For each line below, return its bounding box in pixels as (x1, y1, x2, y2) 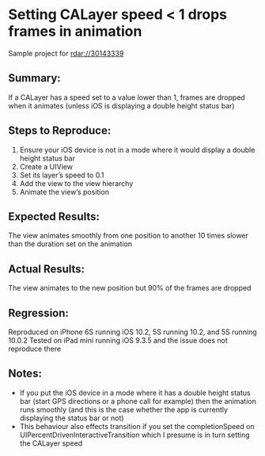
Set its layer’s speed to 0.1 (19, 170, 104, 180)
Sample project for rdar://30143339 (8, 48, 124, 58)
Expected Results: (8, 210, 100, 223)
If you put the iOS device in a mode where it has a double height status (19, 388, 251, 397)
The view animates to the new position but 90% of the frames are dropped (8, 283, 252, 293)
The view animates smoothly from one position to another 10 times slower (8, 231, 249, 241)
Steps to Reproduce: (8, 124, 112, 138)
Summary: (8, 71, 61, 85)
